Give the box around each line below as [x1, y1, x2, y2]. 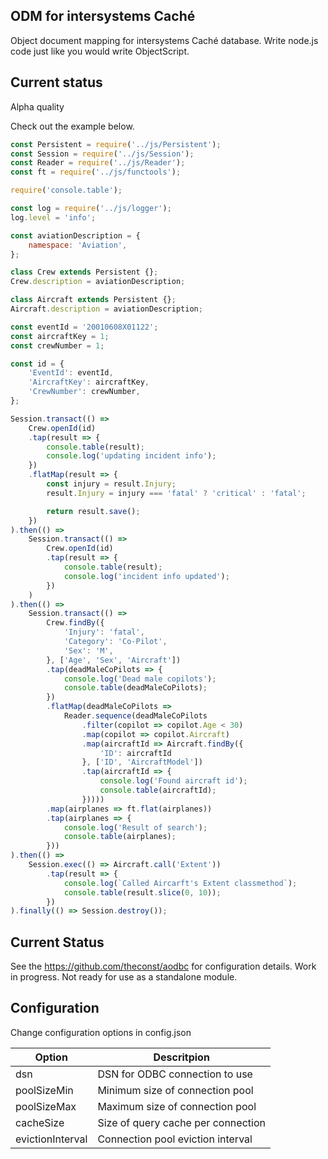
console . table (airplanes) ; [63, 832, 177, 842]
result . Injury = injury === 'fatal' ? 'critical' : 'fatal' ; [46, 488, 307, 498]
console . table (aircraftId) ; [99, 785, 217, 795]
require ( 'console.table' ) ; [10, 185, 123, 196]
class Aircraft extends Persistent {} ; [10, 295, 177, 305]
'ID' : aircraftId [99, 748, 172, 758]
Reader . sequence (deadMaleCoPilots [63, 711, 208, 721]
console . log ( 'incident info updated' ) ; [63, 571, 230, 581]
